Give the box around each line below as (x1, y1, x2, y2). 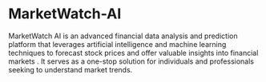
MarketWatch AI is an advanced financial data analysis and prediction (8, 31, 238, 41)
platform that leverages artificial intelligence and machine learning (8, 39, 227, 49)
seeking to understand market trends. (8, 64, 133, 74)
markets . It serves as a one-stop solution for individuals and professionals (8, 57, 255, 66)
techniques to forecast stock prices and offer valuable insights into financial (8, 48, 259, 57)
